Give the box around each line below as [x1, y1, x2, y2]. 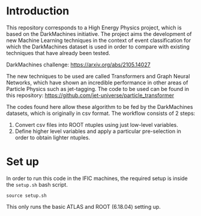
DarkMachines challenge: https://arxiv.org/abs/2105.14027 [6, 61, 151, 68]
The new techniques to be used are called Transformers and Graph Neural [6, 72, 190, 80]
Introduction [6, 4, 70, 18]
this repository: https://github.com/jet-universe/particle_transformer [6, 92, 175, 99]
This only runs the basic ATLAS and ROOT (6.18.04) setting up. [6, 203, 161, 210]
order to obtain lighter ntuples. [14, 133, 91, 141]
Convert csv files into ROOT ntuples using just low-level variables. [14, 121, 178, 128]
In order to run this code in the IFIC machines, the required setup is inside [6, 175, 188, 182]
